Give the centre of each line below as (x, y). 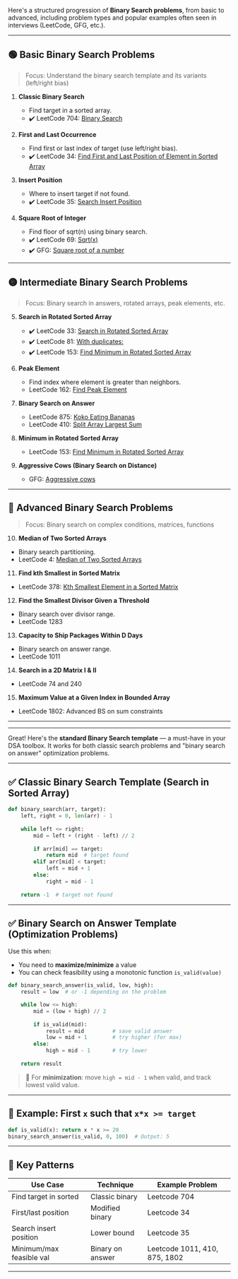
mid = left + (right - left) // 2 (84, 836)
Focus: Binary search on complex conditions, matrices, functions (120, 524)
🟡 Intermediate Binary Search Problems (98, 283)
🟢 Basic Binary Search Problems (82, 55)
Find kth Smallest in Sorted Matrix (69, 573)
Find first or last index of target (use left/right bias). (103, 148)
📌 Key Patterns (41, 1165)
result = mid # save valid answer (109, 1031)
